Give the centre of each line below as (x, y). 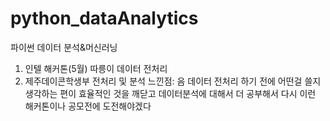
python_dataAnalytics (104, 18)
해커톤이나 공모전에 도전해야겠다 (88, 106)
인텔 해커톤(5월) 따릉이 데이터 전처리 (96, 68)
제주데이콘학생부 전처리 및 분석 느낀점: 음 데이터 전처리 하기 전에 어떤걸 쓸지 (173, 81)
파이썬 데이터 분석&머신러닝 (64, 47)
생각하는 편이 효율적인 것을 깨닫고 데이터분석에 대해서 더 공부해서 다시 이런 (170, 93)
